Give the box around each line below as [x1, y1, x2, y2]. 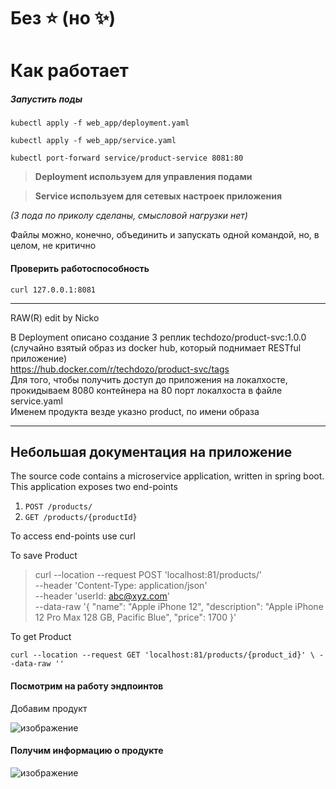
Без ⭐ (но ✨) [10, 7, 117, 30]
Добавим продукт [10, 702, 88, 714]
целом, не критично [10, 240, 97, 252]
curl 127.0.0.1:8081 [10, 285, 97, 295]
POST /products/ [24, 502, 93, 512]
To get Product [10, 631, 72, 643]
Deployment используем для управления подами [34, 171, 253, 183]
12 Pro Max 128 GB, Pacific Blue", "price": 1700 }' [34, 611, 237, 624]
